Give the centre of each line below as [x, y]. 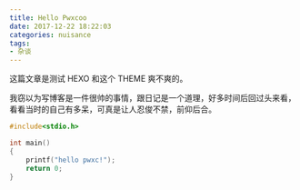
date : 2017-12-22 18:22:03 [60, 26]
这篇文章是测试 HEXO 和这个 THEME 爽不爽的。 [99, 79]
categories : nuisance [50, 35]
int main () [30, 143]
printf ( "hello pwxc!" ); [71, 160]
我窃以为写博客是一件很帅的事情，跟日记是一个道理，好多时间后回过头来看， [153, 98]
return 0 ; [45, 168]
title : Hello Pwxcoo [49, 18]
